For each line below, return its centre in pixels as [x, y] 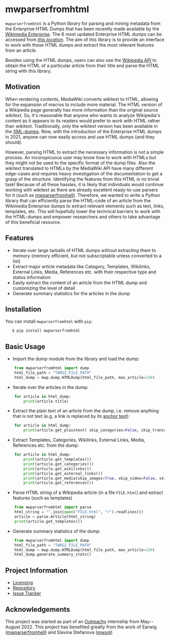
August [13, 627]
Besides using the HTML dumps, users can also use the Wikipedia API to [81, 60]
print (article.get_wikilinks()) [58, 469]
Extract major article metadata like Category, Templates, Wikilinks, [81, 266]
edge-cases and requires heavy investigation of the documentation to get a [84, 173]
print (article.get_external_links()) [63, 473]
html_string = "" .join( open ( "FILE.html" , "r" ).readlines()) [79, 512]
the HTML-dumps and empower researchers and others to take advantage [83, 217]
